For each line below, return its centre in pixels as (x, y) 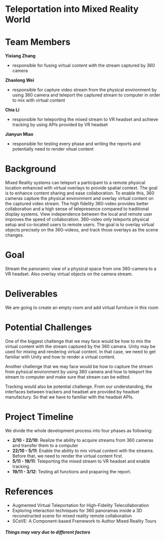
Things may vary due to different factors (48, 532)
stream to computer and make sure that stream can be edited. (68, 377)
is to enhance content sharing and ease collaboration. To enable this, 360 (80, 193)
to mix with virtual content (39, 100)
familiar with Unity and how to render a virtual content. (60, 357)
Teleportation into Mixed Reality (72, 9)
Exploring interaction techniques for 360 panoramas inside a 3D (77, 510)
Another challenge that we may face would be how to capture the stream (79, 366)
